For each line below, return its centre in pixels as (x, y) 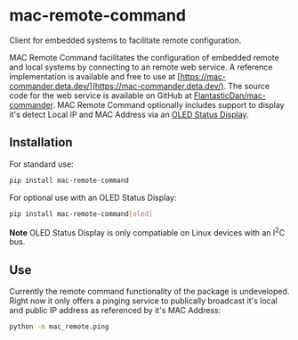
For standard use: (41, 164)
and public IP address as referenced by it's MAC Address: (115, 310)
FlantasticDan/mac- (230, 95)
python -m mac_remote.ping (59, 327)
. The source (247, 86)
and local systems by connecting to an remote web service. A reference (141, 67)
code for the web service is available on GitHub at (101, 95)
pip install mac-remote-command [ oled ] (81, 214)
